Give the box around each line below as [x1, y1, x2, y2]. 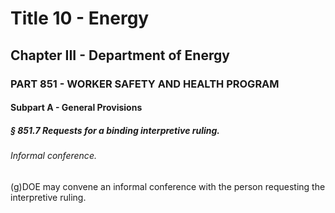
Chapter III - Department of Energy [10, 47, 230, 64]
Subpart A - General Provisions [10, 102, 143, 114]
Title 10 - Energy [10, 7, 150, 30]
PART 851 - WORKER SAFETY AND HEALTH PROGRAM [10, 77, 280, 91]
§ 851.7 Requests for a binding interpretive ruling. [10, 124, 221, 136]
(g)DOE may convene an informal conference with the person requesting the [10, 180, 326, 192]
